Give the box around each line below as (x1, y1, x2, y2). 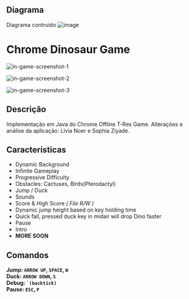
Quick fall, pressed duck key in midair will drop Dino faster (15, 213, 162, 220)
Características (6, 144, 66, 155)
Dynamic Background (15, 161, 70, 168)
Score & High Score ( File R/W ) (15, 200, 94, 207)
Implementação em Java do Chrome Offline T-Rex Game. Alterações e (6, 120, 183, 128)
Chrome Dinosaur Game (6, 43, 130, 56)
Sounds (15, 193, 35, 201)
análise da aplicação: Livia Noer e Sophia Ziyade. (6, 127, 130, 134)
